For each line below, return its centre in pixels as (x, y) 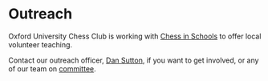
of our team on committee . (52, 68)
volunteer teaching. (41, 44)
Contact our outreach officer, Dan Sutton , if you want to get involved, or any (134, 60)
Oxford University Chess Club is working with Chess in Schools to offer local (135, 36)
